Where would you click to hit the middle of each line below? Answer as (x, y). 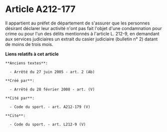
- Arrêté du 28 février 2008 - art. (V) (52, 89)
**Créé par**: (20, 80)
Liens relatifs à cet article (32, 54)
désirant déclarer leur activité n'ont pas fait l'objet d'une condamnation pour (83, 28)
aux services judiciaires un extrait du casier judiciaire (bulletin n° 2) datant (81, 39)
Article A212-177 (40, 9)
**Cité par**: (20, 98)
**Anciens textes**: (27, 63)
